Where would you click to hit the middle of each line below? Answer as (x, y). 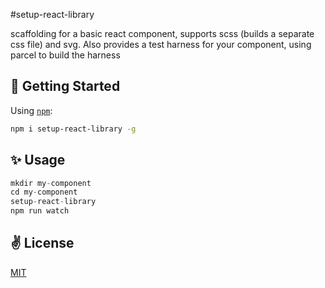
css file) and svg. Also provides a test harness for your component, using (161, 44)
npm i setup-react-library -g (73, 129)
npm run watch (40, 211)
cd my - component (44, 192)
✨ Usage (38, 160)
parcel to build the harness (65, 55)
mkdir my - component (51, 183)
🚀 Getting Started (65, 86)
